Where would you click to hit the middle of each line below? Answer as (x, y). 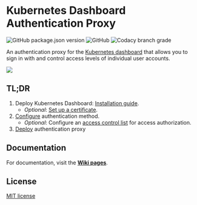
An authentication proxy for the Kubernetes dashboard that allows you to (97, 51)
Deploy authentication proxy (50, 129)
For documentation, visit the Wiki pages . (57, 162)
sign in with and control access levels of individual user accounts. (88, 58)
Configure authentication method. (57, 116)
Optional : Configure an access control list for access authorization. (108, 122)
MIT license (21, 196)
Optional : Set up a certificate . (61, 109)
